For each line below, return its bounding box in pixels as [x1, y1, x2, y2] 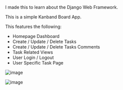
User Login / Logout [12, 54, 54, 60]
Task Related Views [12, 49, 53, 55]
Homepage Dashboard [12, 33, 60, 39]
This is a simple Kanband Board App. [5, 14, 82, 19]
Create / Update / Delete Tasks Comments [12, 44, 100, 49]
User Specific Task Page [12, 60, 64, 65]
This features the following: [5, 23, 62, 29]
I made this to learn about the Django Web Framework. [5, 4, 118, 10]
